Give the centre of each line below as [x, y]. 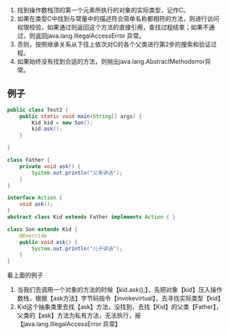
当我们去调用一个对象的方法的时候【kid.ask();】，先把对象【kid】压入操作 [120, 290]
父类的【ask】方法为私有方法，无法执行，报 [79, 315]
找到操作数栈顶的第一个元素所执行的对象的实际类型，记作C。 [103, 10]
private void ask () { [50, 166]
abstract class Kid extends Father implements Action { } [91, 217]
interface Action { [35, 198]
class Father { [29, 160]
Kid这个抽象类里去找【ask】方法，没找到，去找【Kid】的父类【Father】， [119, 307]
